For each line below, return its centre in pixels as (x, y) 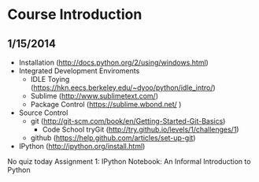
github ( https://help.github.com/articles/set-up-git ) (113, 138)
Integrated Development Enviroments (79, 71)
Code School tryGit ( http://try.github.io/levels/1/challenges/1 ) (141, 129)
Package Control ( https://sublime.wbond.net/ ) (106, 104)
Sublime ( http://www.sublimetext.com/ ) (94, 96)
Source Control (43, 113)
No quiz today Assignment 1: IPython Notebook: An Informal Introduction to (129, 162)
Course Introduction (75, 15)
